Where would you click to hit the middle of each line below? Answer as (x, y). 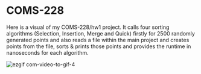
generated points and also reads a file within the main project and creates (98, 40)
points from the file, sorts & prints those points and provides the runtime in (99, 46)
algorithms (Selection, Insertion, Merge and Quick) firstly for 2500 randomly (101, 33)
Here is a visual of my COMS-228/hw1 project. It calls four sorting (88, 27)
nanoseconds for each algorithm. (47, 52)
